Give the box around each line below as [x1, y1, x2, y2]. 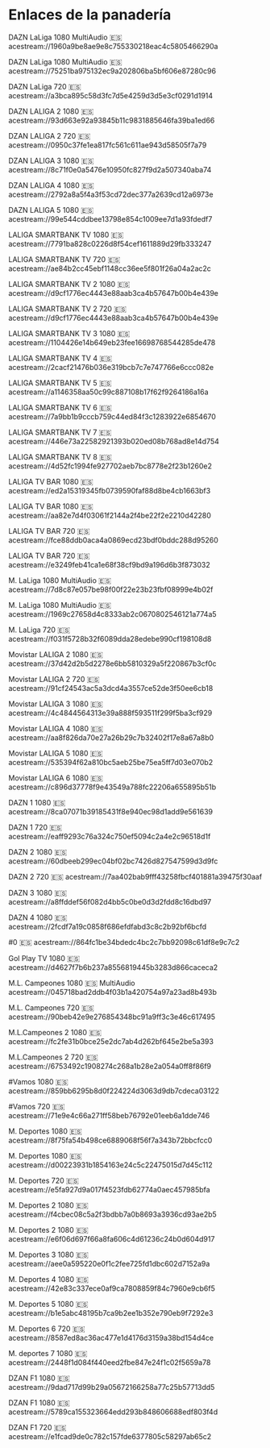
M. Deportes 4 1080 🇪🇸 [8, 1274, 89, 1284]
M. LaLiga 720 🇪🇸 [8, 625, 71, 635]
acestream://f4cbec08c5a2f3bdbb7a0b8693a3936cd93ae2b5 [8, 1209, 218, 1219]
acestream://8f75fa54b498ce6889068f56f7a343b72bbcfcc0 [8, 1135, 213, 1145]
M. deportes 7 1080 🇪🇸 [8, 1348, 88, 1358]
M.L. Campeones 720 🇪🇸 [8, 1002, 94, 1013]
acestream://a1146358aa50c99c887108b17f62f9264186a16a [8, 387, 209, 397]
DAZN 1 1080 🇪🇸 [8, 797, 66, 807]
